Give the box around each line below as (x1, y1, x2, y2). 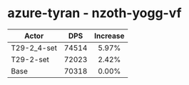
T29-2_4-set (11, 43, 57, 53)
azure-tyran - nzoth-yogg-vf (7, 5, 182, 21)
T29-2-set (11, 54, 50, 64)
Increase (93, 31, 125, 41)
